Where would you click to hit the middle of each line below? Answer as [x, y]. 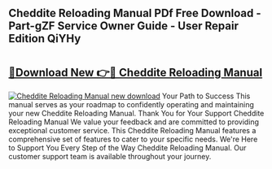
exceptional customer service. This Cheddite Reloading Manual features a [132, 130]
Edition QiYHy [45, 39]
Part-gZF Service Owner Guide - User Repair [123, 26]
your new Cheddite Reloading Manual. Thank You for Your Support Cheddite [136, 113]
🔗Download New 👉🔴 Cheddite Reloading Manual [136, 72]
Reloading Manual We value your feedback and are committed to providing [134, 122]
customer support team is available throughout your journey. [110, 156]
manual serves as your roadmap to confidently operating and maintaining [132, 104]
